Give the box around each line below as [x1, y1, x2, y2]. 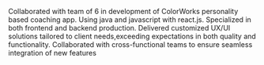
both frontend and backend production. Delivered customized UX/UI [8, 23, 231, 32]
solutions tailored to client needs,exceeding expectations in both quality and [8, 31, 257, 41]
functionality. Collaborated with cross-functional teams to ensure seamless [8, 40, 253, 49]
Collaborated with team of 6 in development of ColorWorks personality [8, 7, 239, 16]
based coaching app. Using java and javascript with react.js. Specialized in [8, 15, 251, 24]
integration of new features [8, 49, 97, 57]
